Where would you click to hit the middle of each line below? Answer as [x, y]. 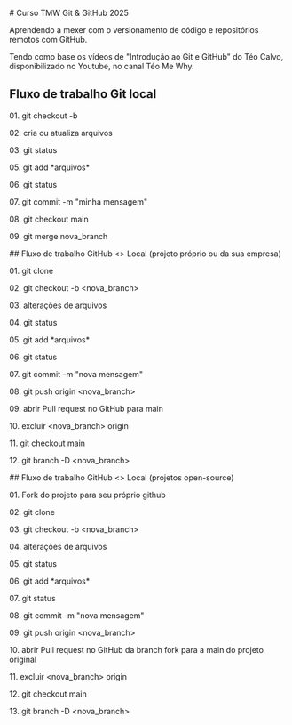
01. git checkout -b [43, 116]
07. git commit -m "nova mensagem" [76, 374]
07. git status [32, 598]
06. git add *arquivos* [50, 581]
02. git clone [32, 512]
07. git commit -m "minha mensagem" [79, 201]
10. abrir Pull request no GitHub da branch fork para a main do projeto [137, 649]
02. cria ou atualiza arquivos [61, 133]
